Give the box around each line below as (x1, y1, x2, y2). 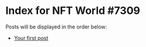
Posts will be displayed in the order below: (5, 23, 107, 30)
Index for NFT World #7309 (5, 4, 141, 17)
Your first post (13, 34, 48, 41)
